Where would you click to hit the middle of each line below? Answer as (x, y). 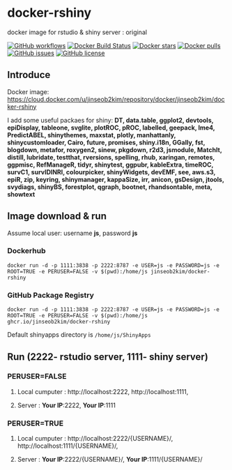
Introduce (29, 75)
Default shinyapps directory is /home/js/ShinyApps (79, 335)
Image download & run (57, 217)
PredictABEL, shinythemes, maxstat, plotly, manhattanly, (92, 135)
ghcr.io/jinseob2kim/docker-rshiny (59, 322)
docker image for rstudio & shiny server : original (77, 32)
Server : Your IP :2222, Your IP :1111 (67, 405)
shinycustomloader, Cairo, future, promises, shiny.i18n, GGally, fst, (106, 142)
